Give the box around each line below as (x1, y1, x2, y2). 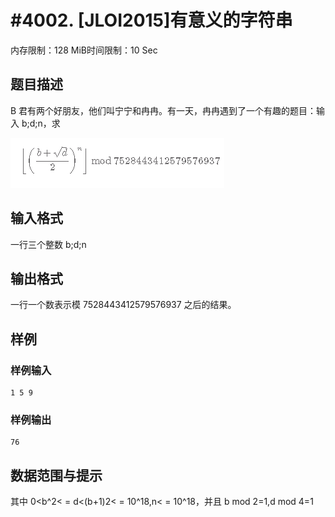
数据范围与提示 (10, 467, 103, 484)
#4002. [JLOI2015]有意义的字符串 (10, 9, 293, 32)
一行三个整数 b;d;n (10, 238, 87, 250)
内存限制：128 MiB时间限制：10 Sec (10, 44, 158, 56)
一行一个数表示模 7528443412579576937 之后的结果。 (10, 299, 237, 311)
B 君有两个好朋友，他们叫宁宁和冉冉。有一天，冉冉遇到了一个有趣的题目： (10, 104, 317, 116)
